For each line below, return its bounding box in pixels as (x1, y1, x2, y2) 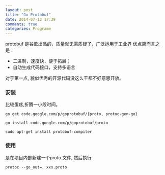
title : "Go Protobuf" (5, 12, 51, 17)
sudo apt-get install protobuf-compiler (5, 129, 93, 134)
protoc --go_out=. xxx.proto (5, 164, 67, 170)
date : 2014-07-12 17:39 (5, 17, 56, 22)
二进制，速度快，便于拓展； (12, 58, 71, 64)
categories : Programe (5, 26, 51, 31)
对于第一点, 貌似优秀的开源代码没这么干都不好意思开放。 (5, 75, 124, 81)
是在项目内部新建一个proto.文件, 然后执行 (5, 154, 92, 160)
